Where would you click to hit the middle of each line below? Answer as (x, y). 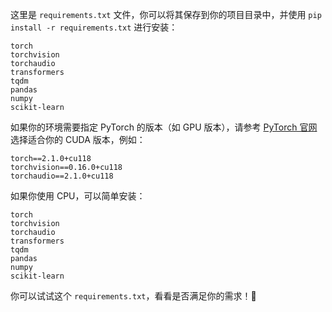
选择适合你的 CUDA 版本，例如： (78, 139)
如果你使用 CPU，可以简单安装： (78, 196)
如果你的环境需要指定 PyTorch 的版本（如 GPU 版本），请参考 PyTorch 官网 (164, 127)
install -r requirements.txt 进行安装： (94, 27)
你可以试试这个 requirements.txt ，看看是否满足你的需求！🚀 (133, 296)
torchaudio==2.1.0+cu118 (62, 176)
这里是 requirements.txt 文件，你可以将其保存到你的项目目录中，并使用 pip (166, 14)
